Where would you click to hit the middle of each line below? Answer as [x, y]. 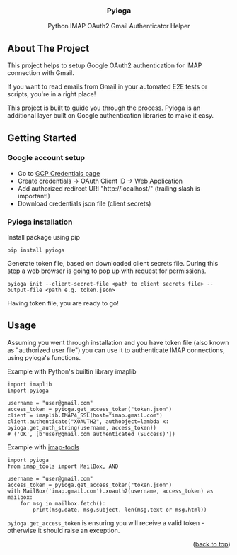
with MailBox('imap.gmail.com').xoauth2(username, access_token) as [110, 491]
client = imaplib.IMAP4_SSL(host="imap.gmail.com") [85, 415]
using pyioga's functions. [44, 357]
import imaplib [30, 384]
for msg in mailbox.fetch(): [63, 503]
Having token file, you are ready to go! [63, 303]
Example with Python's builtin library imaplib [72, 371]
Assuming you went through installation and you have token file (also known [118, 342]
